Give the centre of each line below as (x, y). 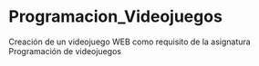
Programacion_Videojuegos (115, 17)
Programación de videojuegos (65, 51)
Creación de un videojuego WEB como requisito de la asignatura (130, 42)
